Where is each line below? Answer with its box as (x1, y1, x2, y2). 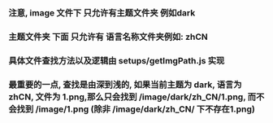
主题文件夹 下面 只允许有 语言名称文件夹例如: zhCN (8, 31, 209, 42)
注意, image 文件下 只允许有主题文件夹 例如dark (8, 7, 196, 18)
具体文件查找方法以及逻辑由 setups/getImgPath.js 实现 (8, 55, 225, 66)
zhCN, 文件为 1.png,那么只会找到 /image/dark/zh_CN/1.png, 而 (8, 91, 257, 103)
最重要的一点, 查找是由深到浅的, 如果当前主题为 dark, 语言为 (8, 79, 242, 90)
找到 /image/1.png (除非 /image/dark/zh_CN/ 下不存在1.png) (16, 103, 256, 115)
